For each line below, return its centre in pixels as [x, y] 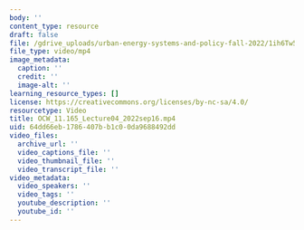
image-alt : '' [44, 85]
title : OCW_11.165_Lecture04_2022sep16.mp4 [93, 119]
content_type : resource [54, 26]
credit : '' [38, 77]
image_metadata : [40, 60]
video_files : [34, 136]
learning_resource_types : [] [64, 93]
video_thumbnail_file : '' [66, 161]
